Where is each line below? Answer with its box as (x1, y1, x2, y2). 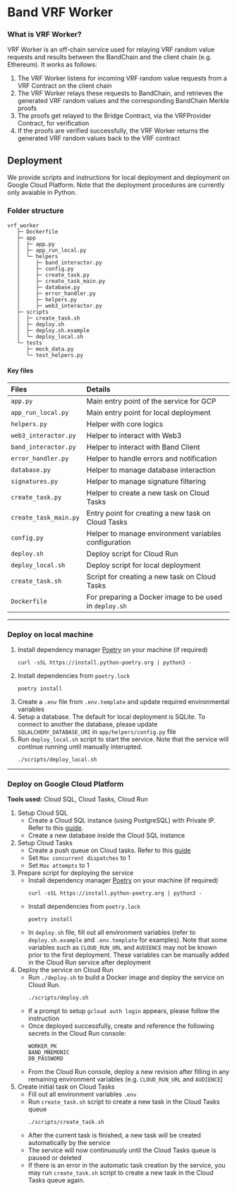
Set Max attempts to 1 (28, 861, 90, 870)
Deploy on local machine (7, 629, 94, 639)
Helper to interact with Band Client (86, 442, 200, 452)
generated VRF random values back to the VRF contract (17, 134, 181, 143)
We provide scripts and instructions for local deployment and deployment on (7, 174, 230, 182)
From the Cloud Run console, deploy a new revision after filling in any (28, 1068, 230, 1076)
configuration (86, 537, 131, 547)
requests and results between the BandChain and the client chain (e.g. (7, 53, 212, 61)
